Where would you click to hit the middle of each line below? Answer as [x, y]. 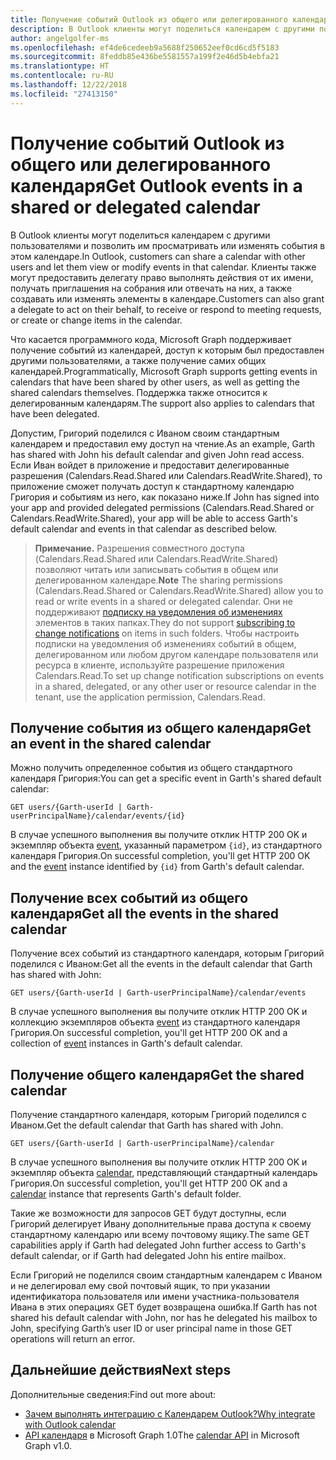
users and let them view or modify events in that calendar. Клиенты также [163, 267]
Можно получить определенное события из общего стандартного [151, 768]
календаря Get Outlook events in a [156, 185]
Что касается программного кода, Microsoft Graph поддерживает [151, 339]
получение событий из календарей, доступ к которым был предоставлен [167, 350]
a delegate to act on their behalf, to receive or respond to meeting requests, [166, 309]
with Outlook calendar [70, 1424]
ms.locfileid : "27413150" [64, 94]
